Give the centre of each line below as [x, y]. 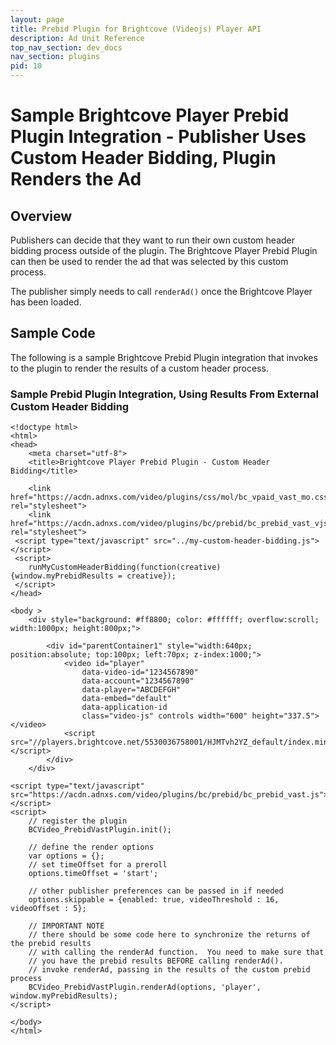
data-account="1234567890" [138, 681]
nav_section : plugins [55, 57]
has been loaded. [46, 302]
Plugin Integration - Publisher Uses [158, 137]
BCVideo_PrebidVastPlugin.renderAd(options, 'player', [145, 987]
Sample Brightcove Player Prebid [150, 115]
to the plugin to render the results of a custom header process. [139, 368]
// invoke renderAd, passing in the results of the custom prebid [169, 970]
